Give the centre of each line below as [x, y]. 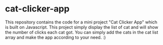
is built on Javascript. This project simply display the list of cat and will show [82, 27]
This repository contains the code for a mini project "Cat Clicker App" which [81, 22]
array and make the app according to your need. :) [55, 37]
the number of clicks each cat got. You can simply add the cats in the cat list [82, 32]
